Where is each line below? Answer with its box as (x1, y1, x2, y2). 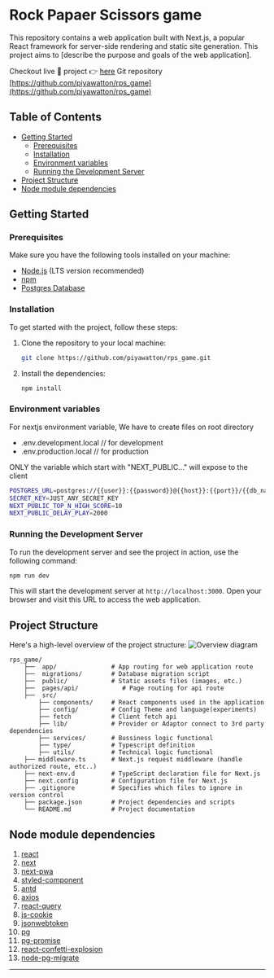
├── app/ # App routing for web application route (24, 663, 254, 671)
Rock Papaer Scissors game (9, 6, 202, 24)
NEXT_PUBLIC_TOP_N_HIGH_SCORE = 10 (9, 502, 123, 510)
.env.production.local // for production (20, 446, 149, 456)
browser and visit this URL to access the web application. (9, 594, 202, 604)
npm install (20, 384, 62, 393)
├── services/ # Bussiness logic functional (38, 735, 214, 743)
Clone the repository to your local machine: (20, 338, 166, 348)
